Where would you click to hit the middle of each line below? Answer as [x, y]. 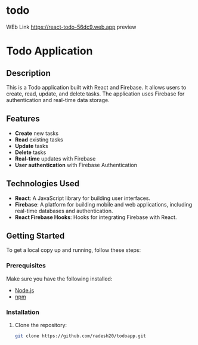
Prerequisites [26, 266]
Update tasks [32, 146]
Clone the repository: [41, 325]
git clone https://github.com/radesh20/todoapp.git [80, 336]
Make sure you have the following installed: [59, 279]
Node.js [24, 290]
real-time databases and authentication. [64, 211]
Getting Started [35, 235]
